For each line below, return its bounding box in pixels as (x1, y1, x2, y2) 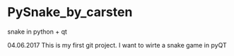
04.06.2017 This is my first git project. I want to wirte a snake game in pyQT (7, 41, 228, 49)
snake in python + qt (7, 27, 67, 36)
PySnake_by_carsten (7, 4, 133, 20)
